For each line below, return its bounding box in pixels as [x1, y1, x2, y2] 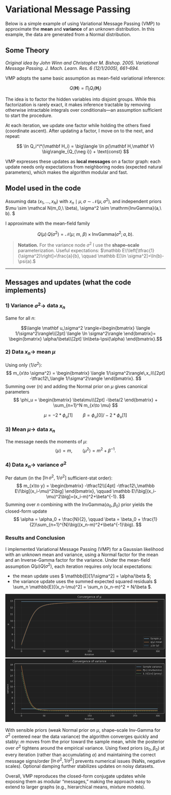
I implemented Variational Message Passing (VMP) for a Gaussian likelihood [5, 546, 164, 552]
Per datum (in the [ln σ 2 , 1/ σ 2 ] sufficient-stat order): [5, 474, 113, 481]
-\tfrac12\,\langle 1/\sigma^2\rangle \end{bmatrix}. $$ [30, 375, 141, 381]
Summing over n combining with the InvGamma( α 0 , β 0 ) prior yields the [5, 501, 153, 509]
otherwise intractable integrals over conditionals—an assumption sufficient [5, 107, 162, 113]
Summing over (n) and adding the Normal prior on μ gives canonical [5, 383, 148, 389]
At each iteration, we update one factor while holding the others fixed [5, 122, 151, 128]
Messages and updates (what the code [5, 278, 131, 286]
